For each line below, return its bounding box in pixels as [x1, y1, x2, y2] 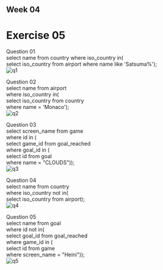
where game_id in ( [6, 239, 53, 246]
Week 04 [6, 5, 40, 15]
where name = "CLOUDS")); [6, 159, 75, 166]
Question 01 [6, 48, 36, 55]
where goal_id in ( [6, 146, 50, 153]
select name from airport [6, 85, 67, 92]
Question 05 [6, 213, 37, 221]
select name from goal [6, 220, 61, 227]
